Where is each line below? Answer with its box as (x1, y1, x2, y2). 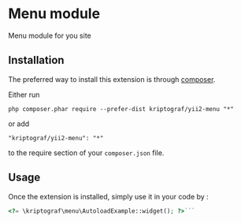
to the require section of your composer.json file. (8, 147, 165, 158)
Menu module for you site (8, 31, 92, 40)
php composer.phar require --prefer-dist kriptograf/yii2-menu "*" (8, 105, 235, 113)
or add (8, 119, 30, 128)
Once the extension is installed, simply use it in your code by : (8, 191, 209, 201)
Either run (8, 90, 40, 99)
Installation (8, 54, 65, 67)
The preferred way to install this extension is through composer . (8, 74, 216, 84)
